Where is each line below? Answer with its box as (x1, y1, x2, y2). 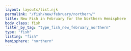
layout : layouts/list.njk (5, 7, 58, 12)
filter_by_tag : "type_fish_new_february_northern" (5, 25, 111, 30)
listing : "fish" (5, 34, 38, 39)
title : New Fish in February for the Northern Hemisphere (5, 16, 126, 21)
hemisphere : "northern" (5, 39, 54, 44)
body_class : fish (5, 20, 41, 26)
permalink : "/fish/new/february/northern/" (5, 12, 96, 17)
